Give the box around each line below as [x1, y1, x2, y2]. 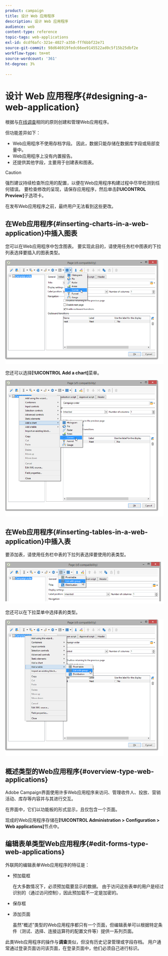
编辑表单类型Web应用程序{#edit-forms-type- [5, 839, 149, 848]
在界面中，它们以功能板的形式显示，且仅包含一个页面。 [5, 807, 120, 813]
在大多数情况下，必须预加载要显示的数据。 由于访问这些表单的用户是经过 [12, 883, 164, 889]
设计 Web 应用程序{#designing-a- [5, 91, 148, 102]
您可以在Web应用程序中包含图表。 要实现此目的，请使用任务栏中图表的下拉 [5, 243, 161, 249]
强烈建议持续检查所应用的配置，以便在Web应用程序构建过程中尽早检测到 [5, 180, 156, 186]
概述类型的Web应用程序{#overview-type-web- [5, 767, 154, 776]
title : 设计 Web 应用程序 [5, 13, 55, 19]
